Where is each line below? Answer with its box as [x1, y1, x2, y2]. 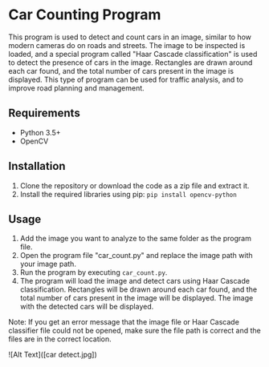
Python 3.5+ [19, 127, 62, 137]
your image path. [19, 259, 76, 269]
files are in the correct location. [8, 334, 112, 344]
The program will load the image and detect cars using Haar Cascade [19, 276, 251, 286]
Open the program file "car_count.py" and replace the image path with [19, 251, 253, 260]
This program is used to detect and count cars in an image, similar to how [8, 32, 251, 42]
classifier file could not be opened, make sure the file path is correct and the [8, 326, 261, 336]
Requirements [8, 107, 80, 120]
